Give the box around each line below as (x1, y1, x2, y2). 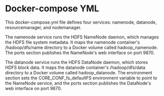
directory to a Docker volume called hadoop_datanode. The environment (5, 69, 153, 75)
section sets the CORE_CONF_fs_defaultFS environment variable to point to (5, 75, 158, 81)
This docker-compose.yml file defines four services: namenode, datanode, (5, 19, 157, 25)
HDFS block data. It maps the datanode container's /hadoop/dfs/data (5, 64, 146, 70)
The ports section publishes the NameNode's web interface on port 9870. (5, 50, 155, 56)
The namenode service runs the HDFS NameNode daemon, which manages (5, 34, 159, 40)
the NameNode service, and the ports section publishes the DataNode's (5, 80, 151, 86)
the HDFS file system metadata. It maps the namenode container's (5, 39, 140, 45)
